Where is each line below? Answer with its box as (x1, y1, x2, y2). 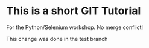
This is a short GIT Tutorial (6, 4, 141, 18)
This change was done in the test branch (6, 35, 108, 42)
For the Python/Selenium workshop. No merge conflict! (6, 24, 144, 31)
